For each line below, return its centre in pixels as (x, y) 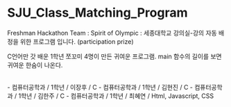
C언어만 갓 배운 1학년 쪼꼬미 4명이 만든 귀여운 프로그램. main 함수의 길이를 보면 (114, 56)
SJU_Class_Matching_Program (97, 13)
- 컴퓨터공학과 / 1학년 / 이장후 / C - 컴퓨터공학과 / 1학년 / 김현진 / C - (100, 87)
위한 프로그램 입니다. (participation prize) (77, 41)
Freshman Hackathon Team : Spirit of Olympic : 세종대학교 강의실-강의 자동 (112, 33)
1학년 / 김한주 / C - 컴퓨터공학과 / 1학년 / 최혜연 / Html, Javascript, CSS (116, 96)
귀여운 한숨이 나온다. (35, 65)
